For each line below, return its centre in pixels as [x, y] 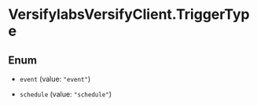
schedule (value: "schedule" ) [66, 94]
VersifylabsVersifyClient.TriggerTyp [129, 15]
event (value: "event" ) [55, 79]
